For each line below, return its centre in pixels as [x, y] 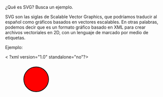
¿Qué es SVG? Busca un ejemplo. [39, 7]
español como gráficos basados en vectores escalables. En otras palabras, [82, 22]
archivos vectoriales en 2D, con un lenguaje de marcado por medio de [77, 32]
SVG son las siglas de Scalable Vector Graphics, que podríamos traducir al [81, 17]
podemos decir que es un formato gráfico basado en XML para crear [76, 27]
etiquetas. [15, 38]
